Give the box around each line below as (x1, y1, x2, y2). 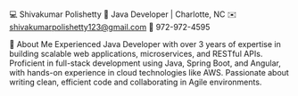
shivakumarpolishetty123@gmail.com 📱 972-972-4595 (9, 22, 211, 32)
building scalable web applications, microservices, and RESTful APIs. (9, 49, 263, 59)
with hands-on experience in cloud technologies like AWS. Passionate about (9, 68, 290, 77)
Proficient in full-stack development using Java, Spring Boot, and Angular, (9, 58, 281, 68)
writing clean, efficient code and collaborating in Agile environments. (9, 76, 262, 87)
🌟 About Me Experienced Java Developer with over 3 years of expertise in (9, 39, 281, 49)
